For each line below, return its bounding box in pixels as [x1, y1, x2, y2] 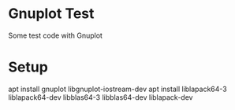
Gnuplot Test [8, 5, 95, 23]
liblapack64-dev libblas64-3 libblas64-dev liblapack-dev [8, 92, 193, 102]
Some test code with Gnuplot [8, 31, 103, 40]
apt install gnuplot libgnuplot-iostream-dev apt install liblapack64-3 [8, 84, 227, 93]
